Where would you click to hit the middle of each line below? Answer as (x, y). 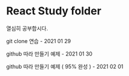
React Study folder (54, 11)
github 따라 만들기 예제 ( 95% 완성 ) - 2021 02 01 (65, 66)
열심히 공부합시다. (27, 28)
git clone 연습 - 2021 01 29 (38, 41)
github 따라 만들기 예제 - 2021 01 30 (49, 54)
